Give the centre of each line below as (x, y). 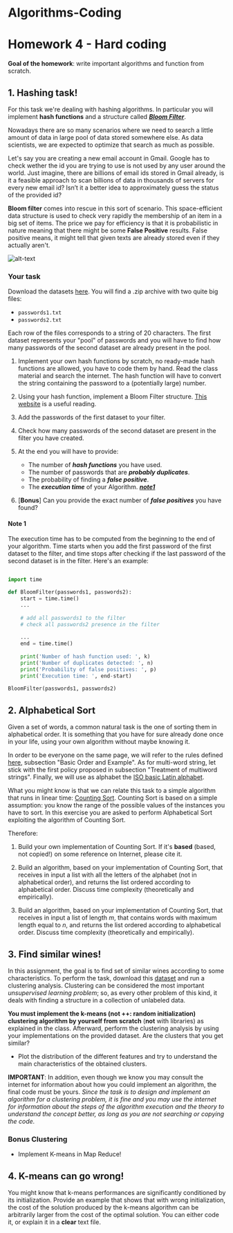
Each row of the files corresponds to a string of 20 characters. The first (110, 333)
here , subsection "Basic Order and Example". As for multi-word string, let (112, 762)
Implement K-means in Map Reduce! (69, 1154)
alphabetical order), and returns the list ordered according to (104, 882)
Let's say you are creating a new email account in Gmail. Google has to (109, 158)
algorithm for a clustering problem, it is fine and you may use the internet (112, 1099)
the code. (21, 1121)
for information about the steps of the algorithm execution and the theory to (116, 1106)
